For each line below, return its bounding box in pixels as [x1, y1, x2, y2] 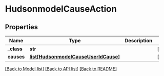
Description [124, 38, 153, 44]
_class [7, 45, 23, 52]
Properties [5, 23, 38, 31]
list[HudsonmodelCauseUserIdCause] [29, 54, 121, 60]
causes [7, 54, 25, 60]
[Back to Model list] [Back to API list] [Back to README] [5, 66, 117, 72]
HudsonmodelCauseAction [5, 3, 117, 15]
